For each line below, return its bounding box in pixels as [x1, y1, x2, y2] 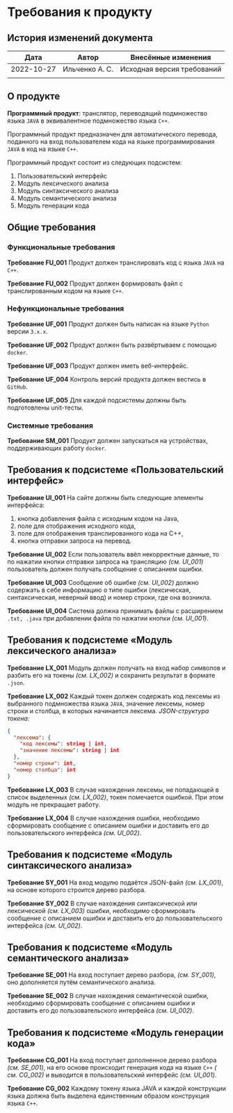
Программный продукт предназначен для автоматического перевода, [7, 130, 218, 138]
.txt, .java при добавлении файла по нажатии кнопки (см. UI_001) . [7, 614, 209, 622]
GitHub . [7, 382, 28, 391]
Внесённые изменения [130, 53, 211, 62]
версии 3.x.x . [7, 327, 48, 335]
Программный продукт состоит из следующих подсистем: [7, 158, 182, 166]
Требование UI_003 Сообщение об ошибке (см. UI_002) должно [7, 578, 200, 586]
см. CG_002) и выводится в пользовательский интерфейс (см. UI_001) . [7, 1071, 217, 1080]
